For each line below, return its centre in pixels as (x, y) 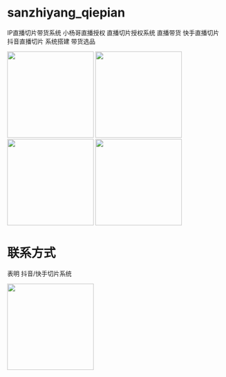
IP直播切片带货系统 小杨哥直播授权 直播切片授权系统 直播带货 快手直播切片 (113, 32)
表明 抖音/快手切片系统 (39, 273)
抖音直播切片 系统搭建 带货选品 (51, 41)
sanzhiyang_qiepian (66, 13)
